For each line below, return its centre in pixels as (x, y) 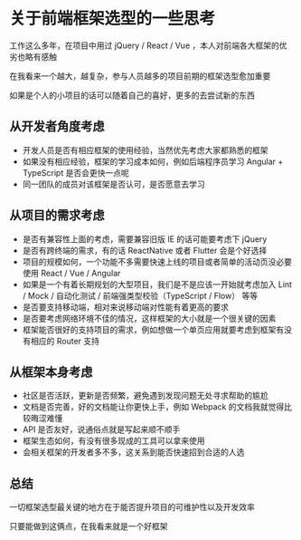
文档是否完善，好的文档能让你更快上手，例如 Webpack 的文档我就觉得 (153, 407)
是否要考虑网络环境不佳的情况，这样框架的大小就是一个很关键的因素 (149, 318)
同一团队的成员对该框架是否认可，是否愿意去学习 (113, 184)
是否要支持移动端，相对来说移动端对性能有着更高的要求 (125, 307)
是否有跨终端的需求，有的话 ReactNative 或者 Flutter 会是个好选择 (145, 250)
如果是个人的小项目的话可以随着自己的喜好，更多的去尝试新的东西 (132, 95)
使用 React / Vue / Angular (71, 273)
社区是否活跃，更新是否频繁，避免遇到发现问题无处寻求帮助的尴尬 (145, 396)
